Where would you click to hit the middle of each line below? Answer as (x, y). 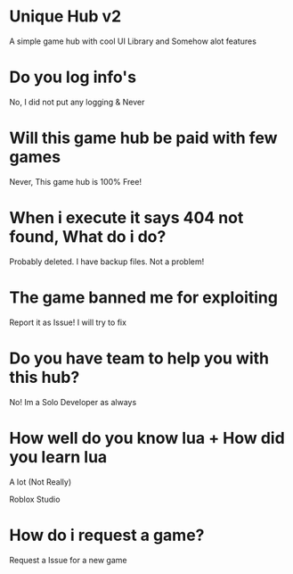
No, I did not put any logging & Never (77, 102)
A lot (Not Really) (41, 482)
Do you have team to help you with (139, 358)
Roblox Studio (35, 499)
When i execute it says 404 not (126, 218)
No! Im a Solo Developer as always (73, 402)
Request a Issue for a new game (68, 560)
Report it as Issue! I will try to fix (68, 322)
